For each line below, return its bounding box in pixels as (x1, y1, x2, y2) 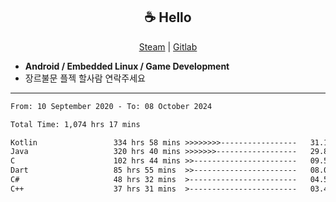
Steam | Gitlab (138, 40, 198, 53)
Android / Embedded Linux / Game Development (24, 60, 230, 72)
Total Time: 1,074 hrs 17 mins (10, 119, 141, 129)
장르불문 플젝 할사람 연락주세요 (24, 72, 146, 84)
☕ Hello (144, 9, 192, 26)
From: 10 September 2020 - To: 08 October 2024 (10, 101, 213, 111)
